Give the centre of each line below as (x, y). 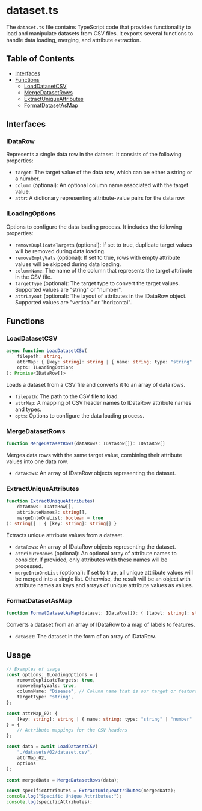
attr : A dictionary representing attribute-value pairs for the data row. (100, 198)
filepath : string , (40, 356)
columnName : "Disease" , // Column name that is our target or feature (107, 692)
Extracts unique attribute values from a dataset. (65, 535)
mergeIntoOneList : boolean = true (60, 518)
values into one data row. (37, 461)
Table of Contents (41, 59)
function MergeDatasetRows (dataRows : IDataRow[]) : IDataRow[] (86, 444)
